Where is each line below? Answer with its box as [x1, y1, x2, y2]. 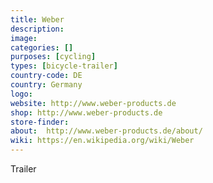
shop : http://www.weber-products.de [10, 107, 163, 118]
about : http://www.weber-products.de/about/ [10, 126, 203, 136]
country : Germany [10, 80, 83, 90]
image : [10, 33, 38, 43]
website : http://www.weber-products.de [10, 98, 177, 108]
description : [10, 24, 65, 34]
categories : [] [10, 42, 74, 53]
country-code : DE [10, 71, 83, 81]
